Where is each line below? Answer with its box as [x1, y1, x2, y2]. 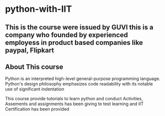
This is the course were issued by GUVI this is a [5, 23, 154, 31]
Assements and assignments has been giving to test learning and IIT [5, 101, 144, 107]
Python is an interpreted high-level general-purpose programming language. [5, 76, 161, 82]
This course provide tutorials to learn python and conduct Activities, [5, 96, 143, 102]
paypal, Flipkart [5, 46, 54, 55]
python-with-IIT [5, 3, 72, 15]
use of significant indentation [5, 86, 65, 92]
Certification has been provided [5, 106, 69, 112]
